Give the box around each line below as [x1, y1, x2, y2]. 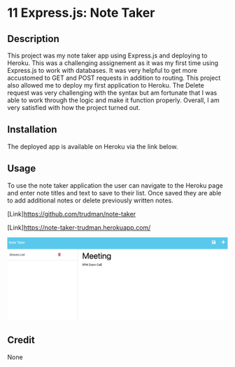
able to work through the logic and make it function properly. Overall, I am [7, 96, 220, 104]
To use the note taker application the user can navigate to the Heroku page [7, 181, 224, 190]
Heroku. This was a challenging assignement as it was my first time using [7, 59, 219, 67]
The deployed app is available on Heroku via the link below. [7, 142, 178, 151]
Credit [7, 334, 35, 346]
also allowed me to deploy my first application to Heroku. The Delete [7, 81, 204, 89]
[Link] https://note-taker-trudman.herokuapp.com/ [7, 223, 151, 232]
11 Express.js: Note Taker [7, 5, 155, 21]
